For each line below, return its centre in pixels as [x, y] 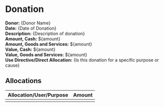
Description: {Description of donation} [45, 33]
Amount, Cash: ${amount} [33, 39]
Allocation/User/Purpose [38, 95]
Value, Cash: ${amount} [30, 49]
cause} [12, 65]
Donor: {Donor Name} [28, 23]
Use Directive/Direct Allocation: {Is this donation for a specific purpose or [82, 60]
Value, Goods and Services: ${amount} [46, 54]
